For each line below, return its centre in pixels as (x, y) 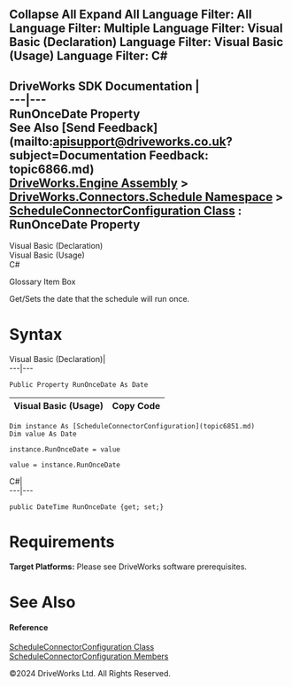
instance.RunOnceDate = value (65, 450)
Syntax (36, 335)
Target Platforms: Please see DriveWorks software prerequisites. (128, 567)
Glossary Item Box (42, 282)
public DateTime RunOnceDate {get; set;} (87, 507)
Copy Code (136, 406)
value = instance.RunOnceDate (65, 465)
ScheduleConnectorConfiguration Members (89, 656)
